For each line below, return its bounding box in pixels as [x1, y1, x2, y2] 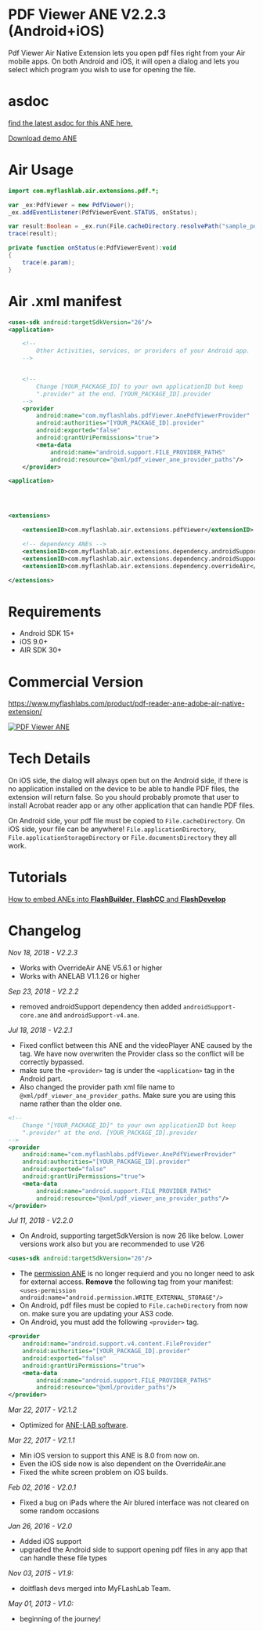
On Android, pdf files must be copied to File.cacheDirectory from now [19, 1301, 248, 1310]
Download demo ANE [8, 133, 77, 143]
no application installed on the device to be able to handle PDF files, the [8, 784, 240, 794]
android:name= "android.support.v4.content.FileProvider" [22, 1340, 212, 1348]
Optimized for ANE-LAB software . [19, 1421, 128, 1430]
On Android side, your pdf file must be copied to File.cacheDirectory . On [8, 816, 245, 826]
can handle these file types [19, 1553, 107, 1563]
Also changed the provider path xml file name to [19, 1082, 175, 1092]
